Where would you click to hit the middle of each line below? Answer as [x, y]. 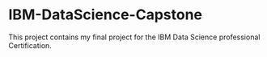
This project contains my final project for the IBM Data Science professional [134, 37]
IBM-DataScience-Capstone [106, 15]
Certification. [30, 45]
